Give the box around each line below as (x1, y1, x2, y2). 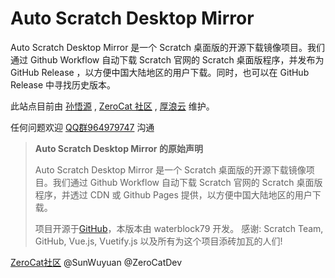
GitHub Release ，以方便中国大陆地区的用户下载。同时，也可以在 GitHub (10, 66, 310, 78)
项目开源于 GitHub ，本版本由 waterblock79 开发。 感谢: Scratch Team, (34, 222, 324, 234)
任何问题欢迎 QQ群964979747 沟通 (10, 121, 155, 133)
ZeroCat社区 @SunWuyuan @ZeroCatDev (10, 256, 183, 268)
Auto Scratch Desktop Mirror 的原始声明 (34, 142, 203, 154)
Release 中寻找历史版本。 (10, 78, 117, 91)
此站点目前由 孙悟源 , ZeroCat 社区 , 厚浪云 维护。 (10, 100, 215, 112)
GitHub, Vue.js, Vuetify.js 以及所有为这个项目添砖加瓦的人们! (34, 235, 283, 247)
